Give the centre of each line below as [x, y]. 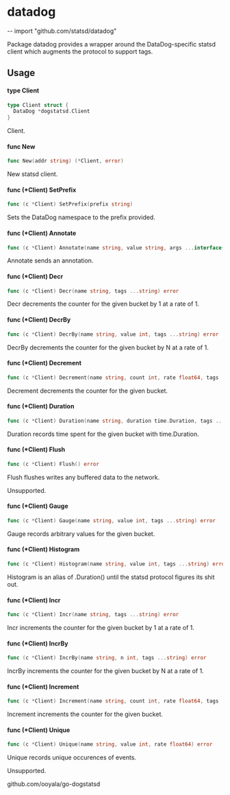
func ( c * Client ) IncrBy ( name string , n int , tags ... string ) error [107, 658]
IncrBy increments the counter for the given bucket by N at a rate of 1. [105, 671]
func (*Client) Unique [39, 730]
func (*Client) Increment [43, 687]
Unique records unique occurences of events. [72, 757]
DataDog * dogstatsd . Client [52, 111]
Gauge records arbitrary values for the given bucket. [81, 534]
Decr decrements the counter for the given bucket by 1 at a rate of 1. [103, 304]
